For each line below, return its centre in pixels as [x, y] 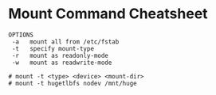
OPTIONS [21, 35]
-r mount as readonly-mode [60, 55]
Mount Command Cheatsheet [108, 14]
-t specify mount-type [53, 48]
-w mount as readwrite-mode [62, 63]
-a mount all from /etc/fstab [65, 42]
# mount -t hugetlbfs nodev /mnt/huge [73, 83]
